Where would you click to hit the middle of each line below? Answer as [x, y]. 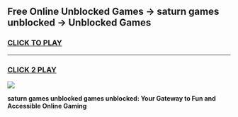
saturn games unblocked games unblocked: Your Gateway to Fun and [112, 98]
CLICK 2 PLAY [32, 69]
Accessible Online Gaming [47, 106]
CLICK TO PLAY [35, 43]
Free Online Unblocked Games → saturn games [113, 12]
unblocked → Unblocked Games [79, 23]
